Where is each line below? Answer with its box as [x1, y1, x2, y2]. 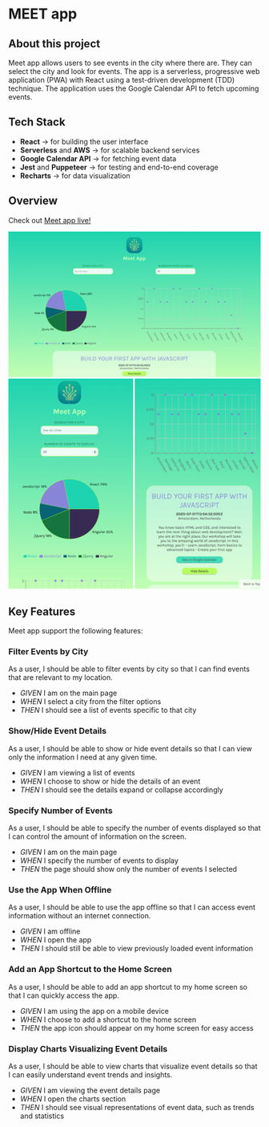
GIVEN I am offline [19, 926, 81, 936]
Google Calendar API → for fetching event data [19, 153, 177, 163]
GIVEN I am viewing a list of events [19, 767, 135, 777]
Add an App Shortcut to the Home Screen [8, 964, 172, 975]
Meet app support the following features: [8, 626, 143, 636]
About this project [8, 37, 101, 51]
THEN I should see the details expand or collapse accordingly [19, 784, 224, 795]
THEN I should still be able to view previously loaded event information [19, 944, 254, 954]
